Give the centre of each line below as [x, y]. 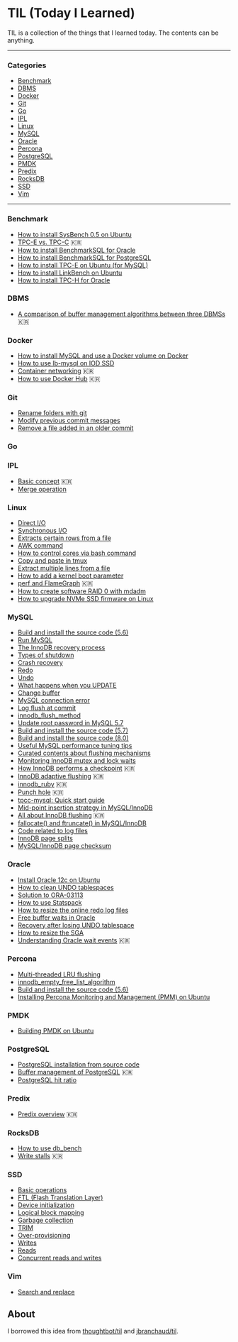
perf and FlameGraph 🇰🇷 [55, 583]
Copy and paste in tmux [52, 560]
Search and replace [46, 1292]
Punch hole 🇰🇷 [40, 792]
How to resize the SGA [50, 933]
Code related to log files [53, 831]
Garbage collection [45, 1220]
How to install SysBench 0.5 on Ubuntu [75, 234]
